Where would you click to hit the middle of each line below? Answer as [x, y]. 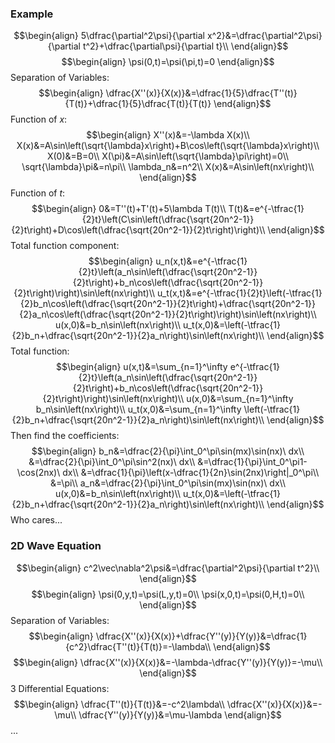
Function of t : [38, 193]
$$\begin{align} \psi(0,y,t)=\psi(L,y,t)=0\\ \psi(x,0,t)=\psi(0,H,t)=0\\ [168, 594]
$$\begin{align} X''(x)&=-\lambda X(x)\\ [168, 135]
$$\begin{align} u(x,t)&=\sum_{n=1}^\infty [141, 367]
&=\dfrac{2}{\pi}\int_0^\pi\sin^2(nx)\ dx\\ [112, 462]
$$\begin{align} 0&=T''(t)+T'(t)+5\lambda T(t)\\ [129, 209]
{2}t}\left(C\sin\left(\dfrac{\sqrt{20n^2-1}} [168, 219]
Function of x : [39, 119]
